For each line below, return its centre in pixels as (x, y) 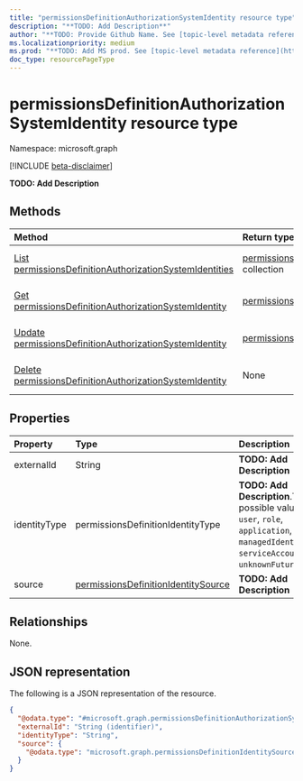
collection (263, 269)
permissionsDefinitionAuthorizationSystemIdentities (124, 269)
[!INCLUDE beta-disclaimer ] (61, 165)
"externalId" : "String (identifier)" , (91, 727)
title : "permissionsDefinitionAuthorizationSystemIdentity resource (141, 18)
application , (266, 530)
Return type (268, 237)
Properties (40, 419)
